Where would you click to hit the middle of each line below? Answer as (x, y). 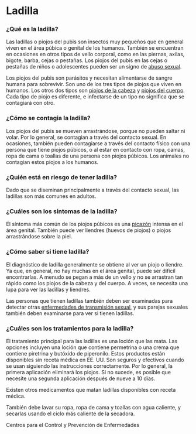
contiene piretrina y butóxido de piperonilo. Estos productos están (86, 353)
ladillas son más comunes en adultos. (51, 196)
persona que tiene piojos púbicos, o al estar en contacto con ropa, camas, (96, 149)
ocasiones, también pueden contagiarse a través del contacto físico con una (98, 143)
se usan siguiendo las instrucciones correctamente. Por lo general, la (89, 366)
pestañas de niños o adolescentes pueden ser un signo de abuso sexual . (94, 67)
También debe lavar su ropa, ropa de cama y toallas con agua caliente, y (94, 407)
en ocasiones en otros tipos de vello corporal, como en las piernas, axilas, (95, 54)
